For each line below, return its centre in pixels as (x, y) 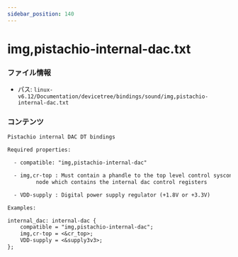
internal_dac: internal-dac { (52, 221)
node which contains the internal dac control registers (121, 182)
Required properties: (39, 150)
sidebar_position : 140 (41, 14)
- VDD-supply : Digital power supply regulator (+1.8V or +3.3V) (112, 195)
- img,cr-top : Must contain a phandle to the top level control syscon (123, 176)
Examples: (22, 208)
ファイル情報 (29, 72)
